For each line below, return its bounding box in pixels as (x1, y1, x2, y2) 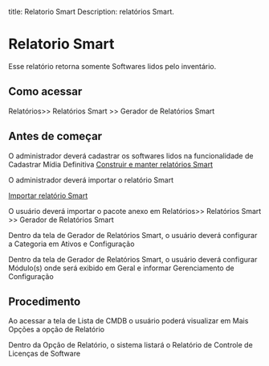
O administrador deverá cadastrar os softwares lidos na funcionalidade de (8, 150, 254, 160)
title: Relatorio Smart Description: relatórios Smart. (8, 7, 175, 16)
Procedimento (8, 294, 81, 308)
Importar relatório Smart (8, 191, 88, 200)
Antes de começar (8, 130, 103, 143)
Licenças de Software (8, 349, 81, 359)
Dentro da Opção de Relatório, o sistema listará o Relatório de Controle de (8, 340, 253, 350)
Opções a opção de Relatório (8, 325, 105, 335)
